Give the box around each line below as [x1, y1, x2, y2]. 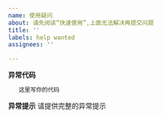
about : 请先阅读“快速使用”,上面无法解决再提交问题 [8, 19, 154, 27]
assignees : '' [8, 41, 55, 49]
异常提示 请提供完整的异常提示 [8, 101, 106, 110]
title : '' [8, 26, 41, 34]
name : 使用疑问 [8, 11, 53, 20]
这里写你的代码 [18, 86, 60, 94]
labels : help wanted [8, 33, 76, 42]
